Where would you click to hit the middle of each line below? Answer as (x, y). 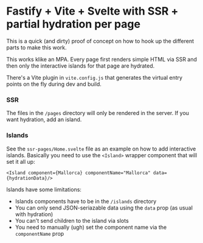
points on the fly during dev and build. (54, 84)
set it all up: (21, 161)
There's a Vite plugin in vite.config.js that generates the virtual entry (95, 77)
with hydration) (34, 214)
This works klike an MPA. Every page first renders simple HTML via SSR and (102, 59)
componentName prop (40, 233)
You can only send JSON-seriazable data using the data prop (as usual (104, 208)
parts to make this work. (36, 48)
